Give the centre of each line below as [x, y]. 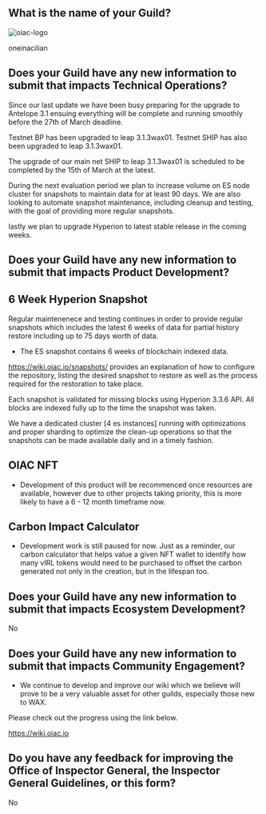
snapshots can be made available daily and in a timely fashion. [111, 440]
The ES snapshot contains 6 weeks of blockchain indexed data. [124, 351]
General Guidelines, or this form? [92, 783]
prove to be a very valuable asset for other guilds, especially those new [137, 694]
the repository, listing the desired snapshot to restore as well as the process [133, 375]
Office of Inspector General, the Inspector [115, 771]
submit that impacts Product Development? [119, 272]
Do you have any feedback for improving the [121, 758]
